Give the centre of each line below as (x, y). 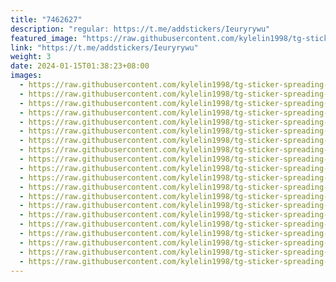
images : (26, 76)
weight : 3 (31, 57)
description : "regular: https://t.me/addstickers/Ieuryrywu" (140, 29)
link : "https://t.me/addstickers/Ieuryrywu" (104, 47)
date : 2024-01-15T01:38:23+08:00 (80, 66)
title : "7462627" (46, 19)
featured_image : (44, 38)
